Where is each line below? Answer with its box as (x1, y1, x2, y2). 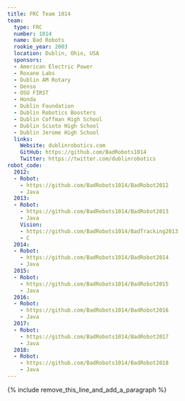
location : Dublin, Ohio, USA (13, 50, 100, 57)
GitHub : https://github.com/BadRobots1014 (20, 149, 147, 156)
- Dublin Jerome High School (13, 129, 100, 136)
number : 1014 (13, 30, 52, 38)
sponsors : (13, 57, 42, 64)
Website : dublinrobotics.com (20, 142, 106, 149)
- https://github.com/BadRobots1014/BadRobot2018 (20, 359, 169, 367)
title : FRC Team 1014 (7, 10, 71, 18)
